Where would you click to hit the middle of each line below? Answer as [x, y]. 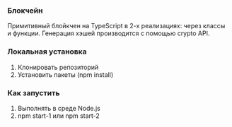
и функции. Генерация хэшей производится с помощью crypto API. [109, 33]
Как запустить [34, 92]
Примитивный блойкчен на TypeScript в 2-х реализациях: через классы [116, 26]
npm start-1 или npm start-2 [59, 116]
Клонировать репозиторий [58, 67]
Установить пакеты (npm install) [65, 74]
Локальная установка [47, 52]
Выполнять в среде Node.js [59, 108]
